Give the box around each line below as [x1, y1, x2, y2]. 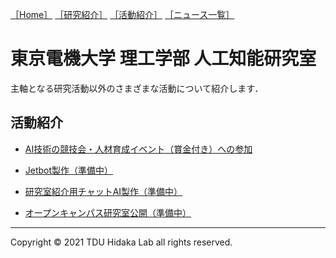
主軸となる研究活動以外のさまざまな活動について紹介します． [10, 82, 264, 94]
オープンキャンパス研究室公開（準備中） [24, 206, 192, 218]
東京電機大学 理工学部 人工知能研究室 [10, 48, 317, 70]
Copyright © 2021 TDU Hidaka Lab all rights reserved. [10, 236, 233, 248]
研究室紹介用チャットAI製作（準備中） [24, 185, 183, 197]
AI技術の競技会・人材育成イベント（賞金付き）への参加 [24, 143, 253, 155]
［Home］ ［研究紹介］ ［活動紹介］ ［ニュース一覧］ [10, 9, 235, 20]
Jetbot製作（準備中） [24, 164, 114, 176]
